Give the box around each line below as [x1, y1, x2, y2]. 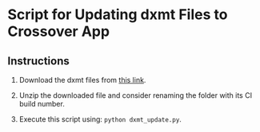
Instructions [7, 54, 70, 68]
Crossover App [7, 22, 110, 41]
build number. [18, 99, 65, 108]
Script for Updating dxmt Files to [7, 6, 228, 24]
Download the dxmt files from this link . [18, 76, 146, 84]
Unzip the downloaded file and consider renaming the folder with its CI [18, 91, 253, 100]
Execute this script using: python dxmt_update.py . [18, 115, 182, 124]
